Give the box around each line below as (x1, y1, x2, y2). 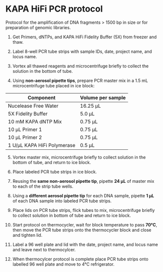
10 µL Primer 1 (8, 126, 43, 133)
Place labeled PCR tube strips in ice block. (12, 169, 97, 175)
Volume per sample (80, 94, 126, 101)
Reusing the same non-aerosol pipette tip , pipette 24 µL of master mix (12, 178, 154, 184)
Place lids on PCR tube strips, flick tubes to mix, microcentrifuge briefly (12, 207, 155, 213)
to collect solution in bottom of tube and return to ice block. (12, 212, 131, 218)
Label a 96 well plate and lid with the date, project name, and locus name (12, 241, 158, 247)
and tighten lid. (12, 232, 43, 238)
